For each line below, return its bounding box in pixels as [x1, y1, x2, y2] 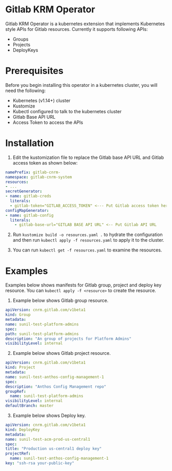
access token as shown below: [12, 159, 78, 166]
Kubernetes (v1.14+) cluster [12, 97, 71, 103]
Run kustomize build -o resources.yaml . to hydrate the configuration [12, 231, 163, 238]
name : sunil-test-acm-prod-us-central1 [5, 437, 91, 442]
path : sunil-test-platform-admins [5, 331, 79, 336]
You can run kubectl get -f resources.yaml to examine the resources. [12, 247, 162, 253]
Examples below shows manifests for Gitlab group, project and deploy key [5, 282, 162, 288]
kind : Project [5, 365, 36, 370]
